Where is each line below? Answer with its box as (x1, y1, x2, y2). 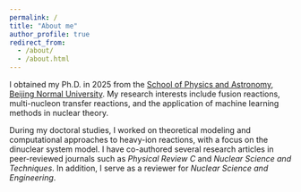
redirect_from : (9, 38, 66, 47)
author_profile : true (9, 29, 90, 38)
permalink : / (9, 13, 58, 22)
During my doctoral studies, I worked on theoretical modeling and (9, 125, 251, 135)
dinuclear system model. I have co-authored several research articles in (9, 144, 275, 154)
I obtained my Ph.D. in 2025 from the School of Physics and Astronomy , (9, 79, 274, 89)
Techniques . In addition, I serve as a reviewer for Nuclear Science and (9, 163, 269, 173)
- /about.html (17, 54, 70, 63)
